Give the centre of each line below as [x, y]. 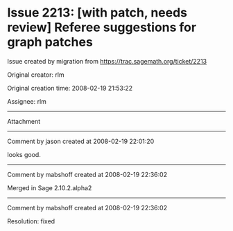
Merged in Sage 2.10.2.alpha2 [50, 187]
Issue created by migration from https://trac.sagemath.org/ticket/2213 [107, 61]
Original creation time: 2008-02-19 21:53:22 [70, 88]
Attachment [24, 121]
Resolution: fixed [31, 221]
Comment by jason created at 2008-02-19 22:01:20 [81, 141]
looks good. [24, 154]
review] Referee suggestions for [102, 27]
